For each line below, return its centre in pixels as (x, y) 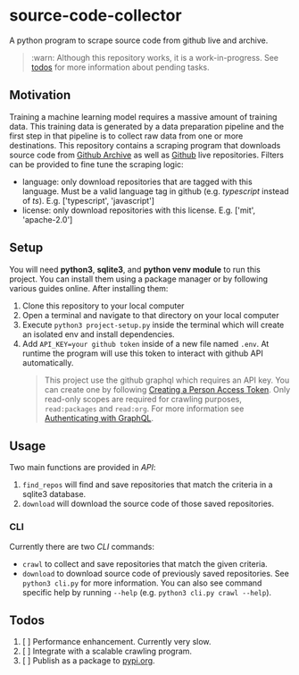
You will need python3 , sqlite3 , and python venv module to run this (135, 269)
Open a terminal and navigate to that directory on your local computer (150, 315)
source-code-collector (96, 16)
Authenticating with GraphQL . (99, 418)
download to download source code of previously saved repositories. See (156, 573)
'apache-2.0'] (47, 219)
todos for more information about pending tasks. (120, 67)
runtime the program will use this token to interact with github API (142, 353)
